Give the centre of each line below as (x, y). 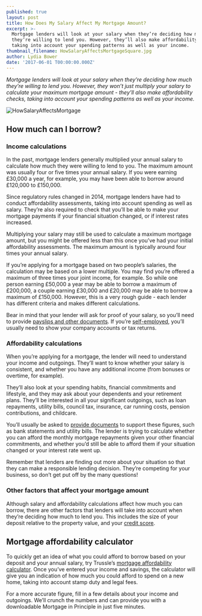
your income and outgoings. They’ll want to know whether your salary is (96, 363)
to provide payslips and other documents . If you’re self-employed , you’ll (95, 322)
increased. (20, 222)
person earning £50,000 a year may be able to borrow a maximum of (92, 284)
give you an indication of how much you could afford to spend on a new (95, 576)
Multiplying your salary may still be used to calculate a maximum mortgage (99, 234)
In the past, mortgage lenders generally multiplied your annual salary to (95, 160)
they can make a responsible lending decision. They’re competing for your (98, 468)
